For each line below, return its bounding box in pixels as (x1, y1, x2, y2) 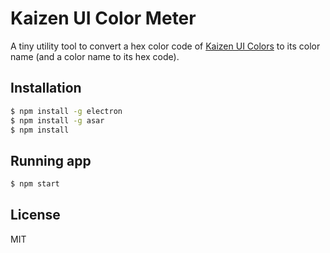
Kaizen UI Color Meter (10, 7, 197, 30)
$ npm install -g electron (10, 106, 123, 116)
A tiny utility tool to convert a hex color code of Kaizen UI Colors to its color (10, 40, 321, 52)
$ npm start (10, 179, 60, 189)
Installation (10, 80, 82, 97)
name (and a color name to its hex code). (10, 50, 180, 62)
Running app (10, 152, 92, 169)
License (10, 207, 61, 224)
